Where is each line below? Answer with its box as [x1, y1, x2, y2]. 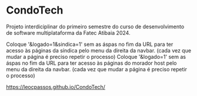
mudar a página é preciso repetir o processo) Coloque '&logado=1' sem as [6, 53, 186, 60]
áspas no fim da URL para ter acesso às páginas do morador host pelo [6, 59, 177, 67]
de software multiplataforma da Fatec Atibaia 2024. [6, 29, 131, 36]
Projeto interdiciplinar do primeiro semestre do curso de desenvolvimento [6, 23, 185, 30]
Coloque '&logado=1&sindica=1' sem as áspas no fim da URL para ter [6, 41, 173, 48]
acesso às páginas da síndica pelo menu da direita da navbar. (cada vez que [6, 47, 192, 54]
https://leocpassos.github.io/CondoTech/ [6, 83, 106, 90]
